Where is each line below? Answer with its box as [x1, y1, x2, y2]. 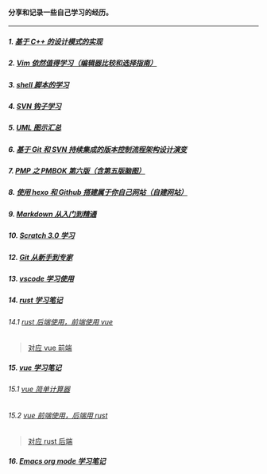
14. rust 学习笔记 [8, 295, 64, 305]
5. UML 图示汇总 [8, 123, 62, 133]
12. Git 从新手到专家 [8, 252, 73, 262]
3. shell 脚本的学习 [8, 80, 70, 89]
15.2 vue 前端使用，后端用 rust [8, 410, 108, 420]
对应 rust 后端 [27, 437, 73, 446]
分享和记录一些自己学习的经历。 [8, 7, 113, 17]
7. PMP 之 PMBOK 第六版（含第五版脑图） [8, 166, 145, 176]
